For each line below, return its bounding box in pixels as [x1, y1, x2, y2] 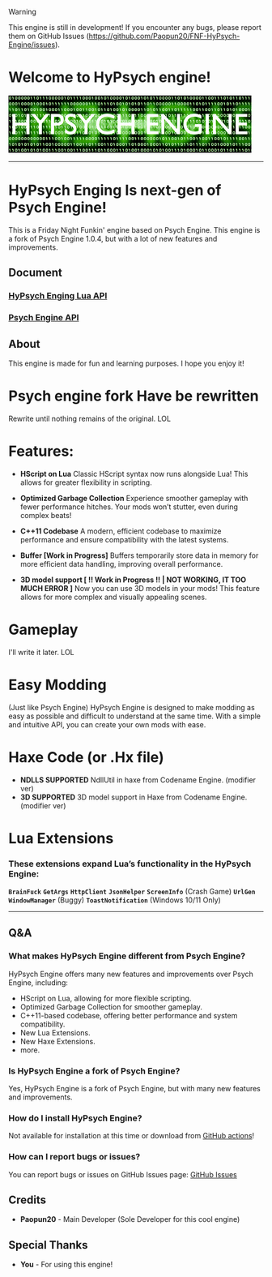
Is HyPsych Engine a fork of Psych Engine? [8, 1065, 181, 1077]
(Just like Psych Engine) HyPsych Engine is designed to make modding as [8, 702, 255, 712]
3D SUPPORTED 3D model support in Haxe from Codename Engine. [19, 792, 248, 802]
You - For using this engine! [19, 1260, 113, 1270]
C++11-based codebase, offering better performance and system [19, 1010, 238, 1020]
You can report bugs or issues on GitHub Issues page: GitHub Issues [8, 1169, 237, 1179]
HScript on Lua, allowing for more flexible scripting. [19, 993, 192, 1003]
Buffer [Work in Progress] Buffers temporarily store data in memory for [19, 551, 259, 560]
